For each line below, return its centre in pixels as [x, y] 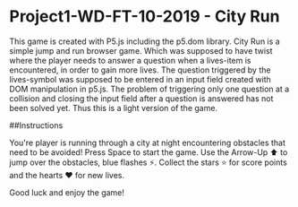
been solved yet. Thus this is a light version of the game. [113, 108]
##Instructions [36, 125]
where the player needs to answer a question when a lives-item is [130, 60]
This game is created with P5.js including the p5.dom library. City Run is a [145, 41]
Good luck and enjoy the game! [67, 192]
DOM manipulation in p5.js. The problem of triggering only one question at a [149, 89]
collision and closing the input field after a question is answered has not [141, 98]
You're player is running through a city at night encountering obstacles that [148, 142]
